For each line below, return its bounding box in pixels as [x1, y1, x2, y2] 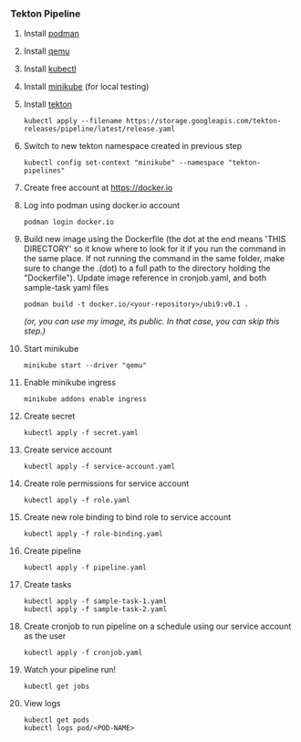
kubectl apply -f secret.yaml [23, 429, 140, 438]
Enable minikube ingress [23, 377, 117, 388]
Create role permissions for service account [23, 478, 190, 489]
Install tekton [23, 99, 72, 110]
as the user [23, 631, 67, 641]
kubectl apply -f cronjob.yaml [23, 648, 143, 658]
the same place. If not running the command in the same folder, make [23, 253, 285, 264]
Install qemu [23, 46, 70, 57]
